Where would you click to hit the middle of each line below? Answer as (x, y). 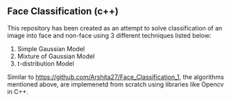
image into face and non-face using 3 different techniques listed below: (109, 35)
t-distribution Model (45, 63)
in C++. (18, 91)
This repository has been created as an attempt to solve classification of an (115, 28)
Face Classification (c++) (63, 11)
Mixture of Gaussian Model (56, 56)
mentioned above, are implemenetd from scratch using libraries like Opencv (115, 84)
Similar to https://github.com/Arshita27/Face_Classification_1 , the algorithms (115, 77)
